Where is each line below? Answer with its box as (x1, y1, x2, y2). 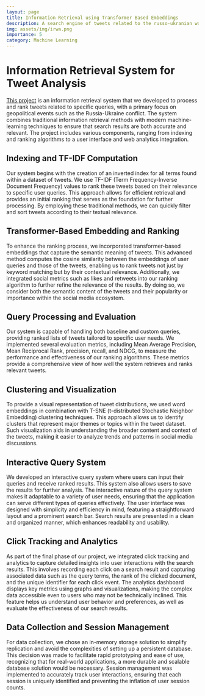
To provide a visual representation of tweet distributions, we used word (6, 401, 185, 408)
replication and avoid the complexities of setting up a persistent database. (6, 645, 192, 652)
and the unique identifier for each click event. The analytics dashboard (6, 578, 184, 586)
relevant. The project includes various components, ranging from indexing (6, 129, 193, 136)
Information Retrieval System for (6, 63, 175, 77)
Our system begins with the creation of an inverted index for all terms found (6, 169, 197, 177)
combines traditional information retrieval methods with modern (6, 116, 167, 123)
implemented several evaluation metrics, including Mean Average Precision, (6, 341, 197, 348)
